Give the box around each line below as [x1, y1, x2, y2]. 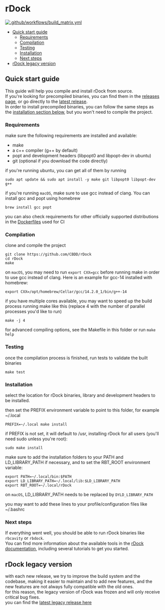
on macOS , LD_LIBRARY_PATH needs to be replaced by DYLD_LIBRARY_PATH [5, 491, 153, 497]
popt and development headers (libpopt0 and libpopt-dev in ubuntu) [12, 153, 152, 159]
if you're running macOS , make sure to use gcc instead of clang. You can [5, 190, 150, 196]
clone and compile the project [5, 242, 66, 248]
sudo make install [5, 445, 43, 450]
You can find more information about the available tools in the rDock [5, 540, 144, 547]
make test [5, 370, 26, 375]
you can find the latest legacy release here [5, 600, 92, 606]
